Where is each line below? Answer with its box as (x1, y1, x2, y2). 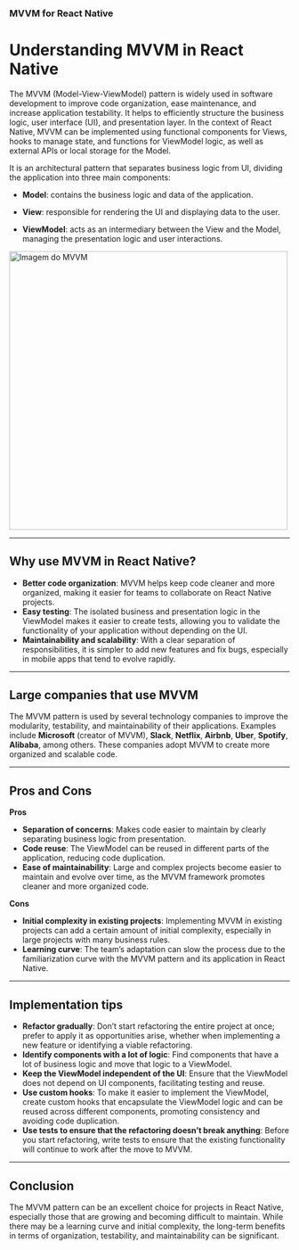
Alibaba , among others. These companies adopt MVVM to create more (9, 739, 270, 751)
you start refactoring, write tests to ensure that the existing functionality (21, 1135, 286, 1146)
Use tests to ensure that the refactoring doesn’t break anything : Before (21, 1125, 290, 1136)
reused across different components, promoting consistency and (21, 1106, 261, 1117)
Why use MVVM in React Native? (9, 554, 197, 569)
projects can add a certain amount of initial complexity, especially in (21, 925, 271, 936)
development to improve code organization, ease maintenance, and (9, 97, 256, 109)
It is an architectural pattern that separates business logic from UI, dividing (9, 162, 283, 173)
